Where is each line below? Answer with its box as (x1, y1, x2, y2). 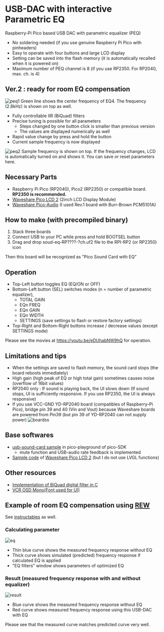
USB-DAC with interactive (5, 3, 112, 15)
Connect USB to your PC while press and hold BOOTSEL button (12, 234, 141, 240)
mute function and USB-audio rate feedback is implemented (19, 449, 141, 455)
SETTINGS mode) (12, 328, 48, 334)
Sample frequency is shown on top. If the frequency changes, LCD (21, 148, 156, 154)
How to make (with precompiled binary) (5, 216, 128, 224)
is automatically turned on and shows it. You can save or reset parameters (5, 153, 155, 159)
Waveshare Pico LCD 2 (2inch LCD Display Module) (12, 196, 116, 202)
